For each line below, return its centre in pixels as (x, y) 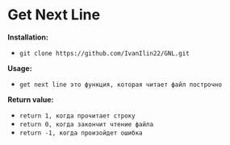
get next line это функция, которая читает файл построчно (121, 85)
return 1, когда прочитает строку (77, 116)
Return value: (31, 99)
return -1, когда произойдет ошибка (81, 133)
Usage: (20, 68)
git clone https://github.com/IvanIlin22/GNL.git (105, 53)
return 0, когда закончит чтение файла (86, 124)
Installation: (28, 37)
